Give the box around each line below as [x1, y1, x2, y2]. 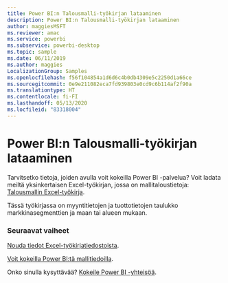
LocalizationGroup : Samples [7, 67, 88, 74]
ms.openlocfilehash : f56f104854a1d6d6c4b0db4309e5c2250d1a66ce [7, 74, 192, 81]
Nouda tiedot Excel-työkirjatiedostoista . [7, 241, 119, 249]
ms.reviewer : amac [7, 29, 60, 36]
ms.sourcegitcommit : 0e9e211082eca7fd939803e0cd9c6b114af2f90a [7, 81, 192, 87]
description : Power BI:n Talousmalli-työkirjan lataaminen [7, 17, 180, 23]
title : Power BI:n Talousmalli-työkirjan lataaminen [7, 10, 161, 17]
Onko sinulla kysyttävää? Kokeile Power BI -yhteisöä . [7, 268, 157, 276]
